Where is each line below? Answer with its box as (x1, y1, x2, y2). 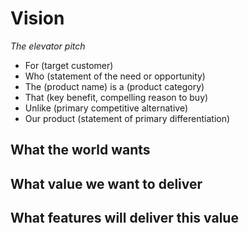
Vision (10, 7, 65, 30)
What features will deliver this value (10, 210, 239, 227)
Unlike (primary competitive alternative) (24, 102, 189, 114)
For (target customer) (24, 59, 114, 71)
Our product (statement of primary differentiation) (24, 112, 231, 124)
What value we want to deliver (10, 175, 203, 192)
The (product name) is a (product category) (24, 80, 205, 92)
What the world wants (10, 142, 151, 159)
